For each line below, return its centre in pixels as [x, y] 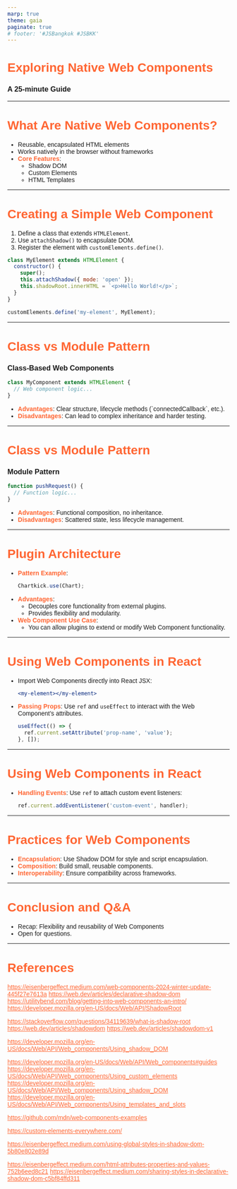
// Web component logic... [53, 389]
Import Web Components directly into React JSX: [85, 681]
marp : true [23, 14]
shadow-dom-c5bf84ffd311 [44, 1178]
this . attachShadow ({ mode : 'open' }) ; [77, 280]
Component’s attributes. [50, 713]
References [41, 968]
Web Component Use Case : [58, 620]
